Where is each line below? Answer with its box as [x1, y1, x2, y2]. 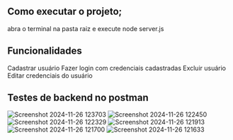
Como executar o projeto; [7, 6, 123, 18]
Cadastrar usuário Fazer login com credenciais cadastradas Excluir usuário [7, 64, 227, 72]
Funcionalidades [7, 45, 83, 57]
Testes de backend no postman [7, 92, 149, 104]
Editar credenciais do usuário [7, 71, 93, 80]
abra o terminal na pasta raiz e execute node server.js [7, 24, 164, 33]
